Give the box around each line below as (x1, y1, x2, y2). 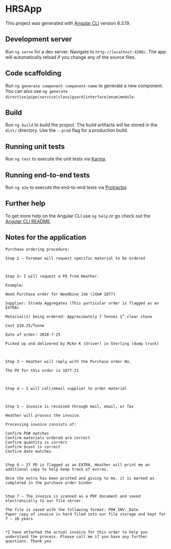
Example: (5, 283, 24, 288)
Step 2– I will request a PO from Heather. (5, 273, 100, 279)
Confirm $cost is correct (5, 444, 60, 449)
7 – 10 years (5, 516, 33, 521)
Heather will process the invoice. (5, 413, 81, 418)
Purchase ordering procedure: (5, 247, 70, 252)
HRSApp (5, 3, 42, 15)
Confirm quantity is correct (5, 440, 68, 445)
